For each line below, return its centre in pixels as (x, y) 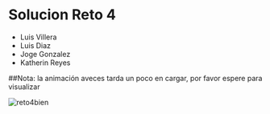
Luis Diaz (35, 45)
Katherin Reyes (45, 63)
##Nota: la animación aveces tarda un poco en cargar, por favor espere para (135, 78)
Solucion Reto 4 (62, 15)
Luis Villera (38, 37)
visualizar (24, 87)
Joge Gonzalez (45, 54)
